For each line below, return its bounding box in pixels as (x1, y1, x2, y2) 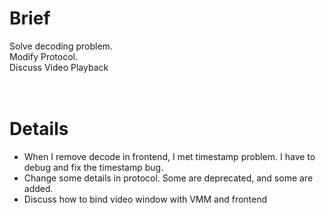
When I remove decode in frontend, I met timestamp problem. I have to (23, 150, 316, 162)
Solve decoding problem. (9, 40, 113, 52)
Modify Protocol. (9, 50, 79, 62)
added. (23, 182, 54, 194)
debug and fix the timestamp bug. (23, 161, 164, 173)
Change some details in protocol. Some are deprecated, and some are (23, 172, 314, 184)
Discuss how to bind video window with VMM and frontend (23, 193, 268, 205)
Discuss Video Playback (9, 61, 109, 73)
